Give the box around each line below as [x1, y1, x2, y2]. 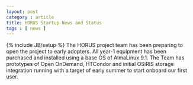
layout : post [6, 8, 38, 15]
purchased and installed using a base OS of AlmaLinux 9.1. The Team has [6, 54, 185, 61]
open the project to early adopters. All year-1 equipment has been [6, 48, 167, 55]
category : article [6, 14, 54, 20]
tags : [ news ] [6, 25, 46, 32]
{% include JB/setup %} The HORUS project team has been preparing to [6, 42, 184, 49]
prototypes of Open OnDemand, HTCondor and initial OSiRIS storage [6, 61, 174, 68]
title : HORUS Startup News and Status [6, 20, 102, 26]
